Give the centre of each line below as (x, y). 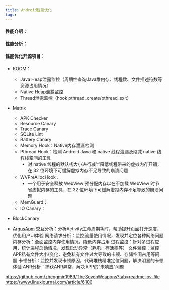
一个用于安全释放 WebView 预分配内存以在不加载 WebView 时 (91, 183)
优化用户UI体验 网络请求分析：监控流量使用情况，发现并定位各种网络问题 (88, 235)
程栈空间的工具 (35, 158)
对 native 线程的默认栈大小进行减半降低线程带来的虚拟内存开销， (95, 164)
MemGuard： (34, 202)
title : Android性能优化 (28, 10)
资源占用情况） (35, 85)
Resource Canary (38, 123)
